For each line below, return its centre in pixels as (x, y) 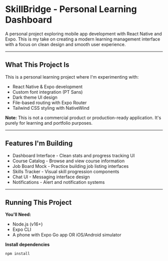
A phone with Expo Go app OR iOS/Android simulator (67, 235)
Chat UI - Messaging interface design (51, 177)
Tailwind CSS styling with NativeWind (51, 108)
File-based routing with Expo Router (49, 102)
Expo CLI (22, 229)
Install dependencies (27, 244)
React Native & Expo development (47, 87)
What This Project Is (37, 65)
